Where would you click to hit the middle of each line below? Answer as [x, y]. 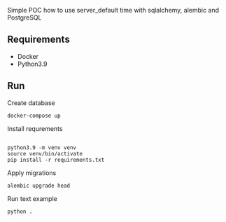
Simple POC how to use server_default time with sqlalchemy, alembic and [113, 10]
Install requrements [35, 128]
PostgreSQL [24, 18]
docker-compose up [34, 116]
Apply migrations [32, 173]
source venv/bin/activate [45, 153]
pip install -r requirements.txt [56, 160]
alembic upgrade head [39, 186]
